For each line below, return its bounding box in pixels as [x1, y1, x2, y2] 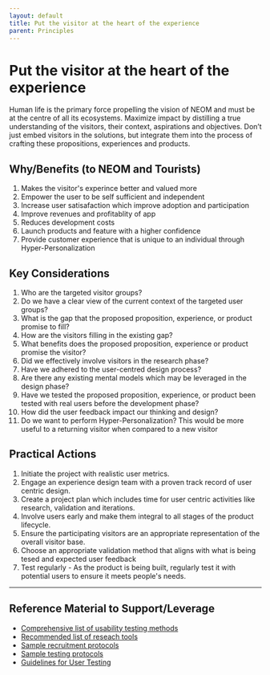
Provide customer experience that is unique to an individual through [20, 234, 245, 245]
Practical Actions [9, 447, 97, 462]
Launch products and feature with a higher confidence [20, 226, 201, 236]
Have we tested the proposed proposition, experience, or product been [20, 390, 256, 400]
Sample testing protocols [20, 649, 103, 658]
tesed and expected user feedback [20, 554, 137, 563]
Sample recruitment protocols [20, 640, 119, 650]
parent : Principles [9, 26, 75, 35]
